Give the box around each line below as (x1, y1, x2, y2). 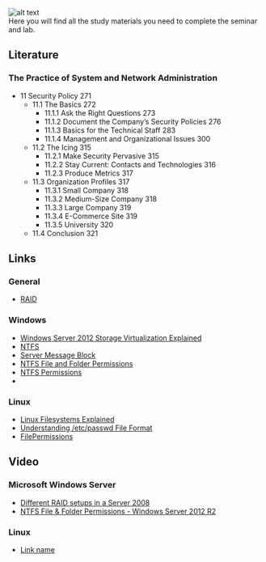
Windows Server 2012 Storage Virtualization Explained (19, 332, 202, 343)
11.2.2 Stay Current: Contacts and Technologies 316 (44, 159, 217, 169)
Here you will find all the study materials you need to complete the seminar (8, 16, 258, 26)
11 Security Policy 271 (19, 91, 91, 100)
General (8, 276, 40, 287)
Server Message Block (19, 350, 96, 360)
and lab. (8, 25, 36, 34)
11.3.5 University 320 (44, 219, 114, 230)
